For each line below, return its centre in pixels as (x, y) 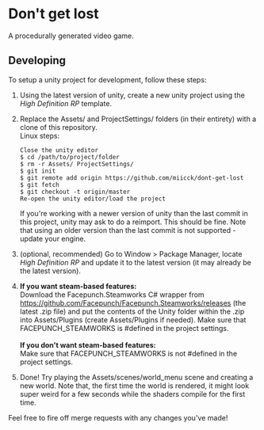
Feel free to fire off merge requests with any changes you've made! (118, 417)
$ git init (38, 171)
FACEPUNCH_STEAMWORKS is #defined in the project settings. (124, 328)
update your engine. (52, 238)
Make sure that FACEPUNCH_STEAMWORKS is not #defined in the (128, 353)
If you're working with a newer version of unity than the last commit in (134, 213)
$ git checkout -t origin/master (75, 192)
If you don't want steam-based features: (88, 344)
